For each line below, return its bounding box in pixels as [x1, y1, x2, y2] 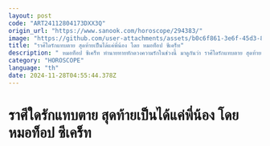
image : [8, 34, 31, 43]
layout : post [8, 11, 52, 20]
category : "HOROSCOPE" [8, 57, 84, 65]
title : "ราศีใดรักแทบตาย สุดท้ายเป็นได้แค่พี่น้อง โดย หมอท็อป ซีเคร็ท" [8, 42, 185, 50]
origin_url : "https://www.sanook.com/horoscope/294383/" [8, 26, 203, 34]
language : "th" [8, 64, 59, 72]
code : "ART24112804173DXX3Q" [8, 19, 106, 27]
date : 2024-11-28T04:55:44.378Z [8, 71, 117, 79]
